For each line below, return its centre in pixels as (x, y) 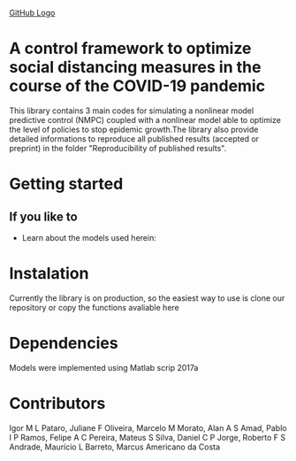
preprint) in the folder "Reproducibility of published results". (118, 148)
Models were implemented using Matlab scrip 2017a (104, 367)
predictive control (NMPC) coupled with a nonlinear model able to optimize (145, 119)
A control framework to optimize (130, 49)
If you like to (43, 216)
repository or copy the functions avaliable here (94, 307)
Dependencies (64, 343)
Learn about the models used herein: (89, 237)
